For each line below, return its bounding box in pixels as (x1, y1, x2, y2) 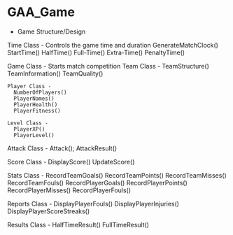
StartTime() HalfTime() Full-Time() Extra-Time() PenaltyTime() (7, 48, 185, 57)
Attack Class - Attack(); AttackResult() (7, 144, 118, 152)
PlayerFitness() (13, 107, 61, 114)
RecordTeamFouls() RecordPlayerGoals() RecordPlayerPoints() (7, 178, 188, 187)
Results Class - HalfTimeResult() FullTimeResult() (7, 220, 149, 229)
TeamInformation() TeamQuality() (7, 69, 104, 78)
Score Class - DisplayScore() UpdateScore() (7, 157, 135, 166)
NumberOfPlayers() (13, 89, 68, 96)
